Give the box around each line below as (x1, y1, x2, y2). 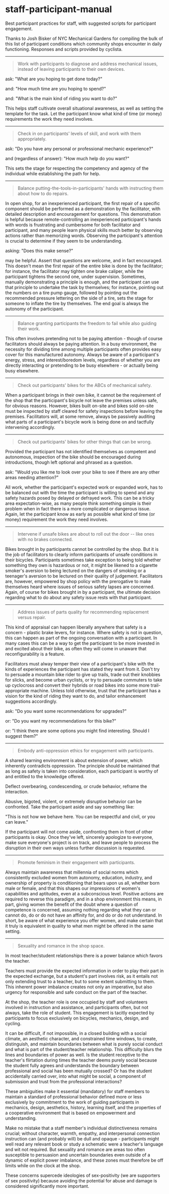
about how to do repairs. (17, 190, 69, 197)
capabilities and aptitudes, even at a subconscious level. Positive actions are (5, 890, 164, 896)
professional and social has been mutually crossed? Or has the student (5, 1068, 152, 1074)
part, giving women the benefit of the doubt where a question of (5, 901, 138, 908)
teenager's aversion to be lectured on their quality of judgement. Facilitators (5, 572, 163, 579)
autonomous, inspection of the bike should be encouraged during (5, 454, 141, 460)
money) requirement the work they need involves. (5, 516, 108, 522)
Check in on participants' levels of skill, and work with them (17, 130, 141, 136)
